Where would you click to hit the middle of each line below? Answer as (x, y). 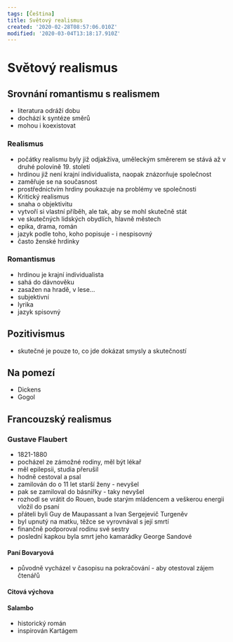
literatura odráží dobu (49, 111)
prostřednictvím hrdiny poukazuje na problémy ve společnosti (107, 189)
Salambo (20, 608)
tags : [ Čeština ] (31, 14)
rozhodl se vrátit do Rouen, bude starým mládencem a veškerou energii (121, 500)
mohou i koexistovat (46, 126)
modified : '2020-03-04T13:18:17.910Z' (64, 33)
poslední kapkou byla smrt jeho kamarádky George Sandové (105, 537)
